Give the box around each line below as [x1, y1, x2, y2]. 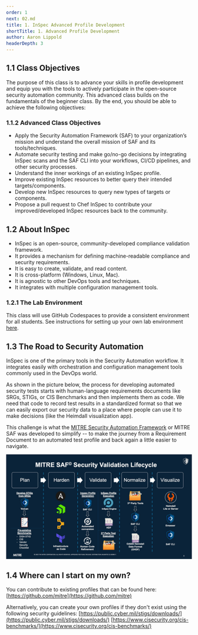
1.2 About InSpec [6, 224, 70, 234]
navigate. [6, 443, 29, 450]
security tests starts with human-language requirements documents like [6, 387, 181, 394]
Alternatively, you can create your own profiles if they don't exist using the [6, 604, 187, 611]
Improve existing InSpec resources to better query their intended [14, 176, 172, 183]
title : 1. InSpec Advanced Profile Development [6, 22, 126, 28]
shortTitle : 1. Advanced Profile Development [6, 28, 120, 34]
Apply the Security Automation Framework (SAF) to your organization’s [14, 132, 187, 139]
